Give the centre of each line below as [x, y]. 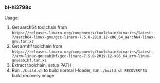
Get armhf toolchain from [37, 46]
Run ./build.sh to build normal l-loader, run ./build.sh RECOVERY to [79, 70]
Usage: [12, 18]
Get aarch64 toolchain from [39, 27]
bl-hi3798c [18, 7]
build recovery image [33, 76]
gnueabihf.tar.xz [29, 61]
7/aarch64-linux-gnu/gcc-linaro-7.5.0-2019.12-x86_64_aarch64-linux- [84, 37]
